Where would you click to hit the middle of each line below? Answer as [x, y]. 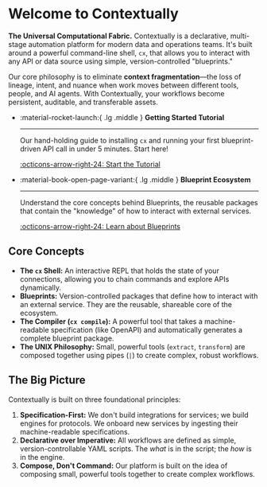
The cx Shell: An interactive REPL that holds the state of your [120, 271]
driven [30, 149]
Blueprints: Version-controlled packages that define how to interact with [139, 296]
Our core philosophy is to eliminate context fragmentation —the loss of [125, 76]
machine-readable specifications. [75, 431]
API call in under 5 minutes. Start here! [105, 149]
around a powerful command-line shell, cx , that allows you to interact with [129, 53]
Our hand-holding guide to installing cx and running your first [120, 140]
